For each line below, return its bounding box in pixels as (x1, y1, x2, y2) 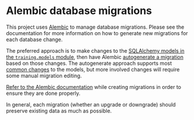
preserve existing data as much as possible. (6, 107, 112, 114)
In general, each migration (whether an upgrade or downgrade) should (6, 101, 176, 108)
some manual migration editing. (6, 72, 82, 79)
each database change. (6, 36, 63, 43)
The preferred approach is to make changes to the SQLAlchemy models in (6, 47, 185, 54)
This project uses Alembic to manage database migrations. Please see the (6, 23, 185, 30)
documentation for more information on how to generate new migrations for (6, 29, 188, 36)
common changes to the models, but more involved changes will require (6, 66, 180, 73)
